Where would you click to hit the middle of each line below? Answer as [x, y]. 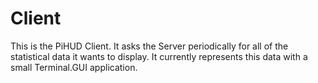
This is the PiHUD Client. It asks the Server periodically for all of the [149, 46]
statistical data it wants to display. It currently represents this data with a [159, 56]
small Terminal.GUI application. [74, 67]
